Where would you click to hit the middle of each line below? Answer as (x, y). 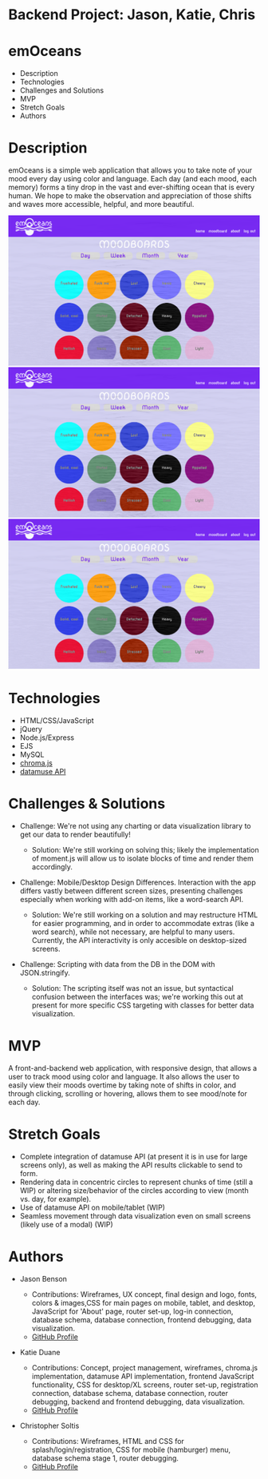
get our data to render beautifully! (75, 835)
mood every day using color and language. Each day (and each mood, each (133, 179)
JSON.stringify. (45, 973)
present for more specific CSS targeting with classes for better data (143, 1005)
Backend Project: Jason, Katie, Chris (132, 15)
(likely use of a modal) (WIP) (66, 1224)
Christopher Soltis (49, 1425)
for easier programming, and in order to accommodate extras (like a (143, 924)
